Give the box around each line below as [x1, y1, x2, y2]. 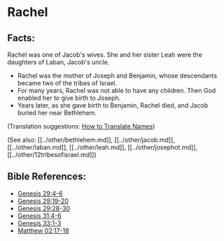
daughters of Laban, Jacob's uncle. [7, 58, 110, 66]
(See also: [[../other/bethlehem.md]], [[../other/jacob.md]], [7, 136, 175, 144]
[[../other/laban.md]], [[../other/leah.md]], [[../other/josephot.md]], [7, 143, 198, 151]
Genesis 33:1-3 [17, 219, 62, 227]
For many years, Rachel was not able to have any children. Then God [17, 87, 216, 94]
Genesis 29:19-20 [17, 196, 69, 205]
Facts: [7, 32, 35, 44]
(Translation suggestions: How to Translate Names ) [7, 122, 155, 130]
